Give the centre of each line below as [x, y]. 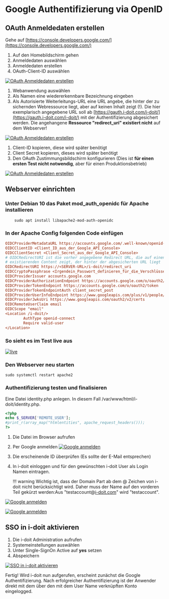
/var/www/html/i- [119, 398]
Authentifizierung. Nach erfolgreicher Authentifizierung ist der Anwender [81, 580]
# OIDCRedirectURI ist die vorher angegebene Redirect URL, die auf [78, 257]
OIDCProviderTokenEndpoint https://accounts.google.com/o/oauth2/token [82, 286]
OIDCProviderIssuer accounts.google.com [48, 276]
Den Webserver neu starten [40, 365]
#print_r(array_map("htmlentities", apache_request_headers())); [75, 423]
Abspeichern [26, 556]
